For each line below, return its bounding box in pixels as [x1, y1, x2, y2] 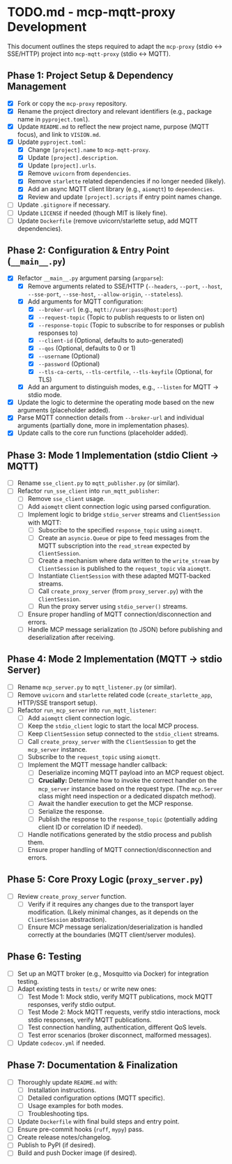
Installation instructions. [27, 1086, 96, 1094]
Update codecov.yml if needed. [17, 1039, 106, 1047]
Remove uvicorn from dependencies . [27, 169, 131, 178]
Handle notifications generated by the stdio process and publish [27, 830, 212, 838]
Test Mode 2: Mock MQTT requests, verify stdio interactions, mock [27, 1008, 221, 1016]
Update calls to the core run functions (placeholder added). [17, 428, 188, 437]
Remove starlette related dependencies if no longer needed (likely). [27, 177, 226, 186]
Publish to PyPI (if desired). [17, 1141, 96, 1149]
